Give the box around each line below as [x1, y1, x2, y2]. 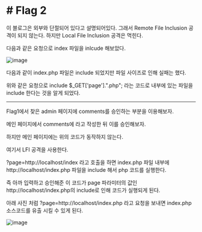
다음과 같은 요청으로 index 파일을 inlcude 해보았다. [6, 44, 126, 52]
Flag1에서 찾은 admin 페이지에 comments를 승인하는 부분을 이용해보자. [6, 108, 174, 115]
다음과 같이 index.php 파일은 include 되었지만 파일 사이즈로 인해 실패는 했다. [6, 69, 186, 76]
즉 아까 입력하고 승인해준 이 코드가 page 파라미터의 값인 [6, 179, 138, 186]
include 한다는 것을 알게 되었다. [6, 89, 81, 96]
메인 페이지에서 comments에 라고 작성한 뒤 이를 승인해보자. [6, 120, 146, 127]
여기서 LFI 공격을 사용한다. [6, 145, 69, 153]
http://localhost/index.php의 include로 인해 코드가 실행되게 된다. [6, 186, 161, 194]
